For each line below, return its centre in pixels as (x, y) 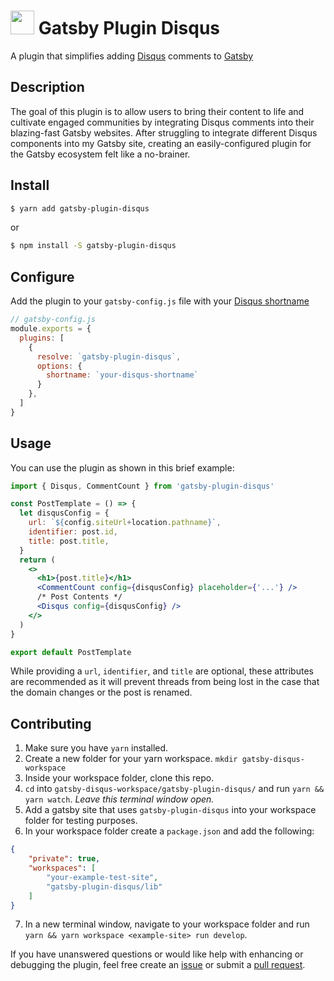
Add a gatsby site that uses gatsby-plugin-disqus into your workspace (170, 810)
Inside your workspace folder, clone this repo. (119, 778)
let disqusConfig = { (64, 513)
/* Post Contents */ (79, 597)
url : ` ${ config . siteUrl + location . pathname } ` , (125, 523)
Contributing (51, 723)
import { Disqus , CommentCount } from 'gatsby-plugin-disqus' (142, 486)
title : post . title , (69, 541)
